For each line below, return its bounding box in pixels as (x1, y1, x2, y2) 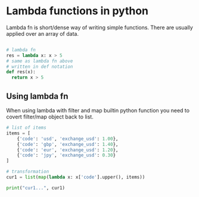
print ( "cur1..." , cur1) (6, 185, 66, 191)
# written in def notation (6, 64, 73, 70)
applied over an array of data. (6, 30, 79, 37)
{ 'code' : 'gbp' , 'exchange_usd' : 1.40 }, (17, 141, 119, 147)
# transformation (6, 168, 49, 175)
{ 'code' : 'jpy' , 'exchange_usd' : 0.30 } (17, 152, 116, 158)
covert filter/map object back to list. (6, 113, 94, 120)
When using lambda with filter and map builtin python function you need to (6, 107, 189, 114)
